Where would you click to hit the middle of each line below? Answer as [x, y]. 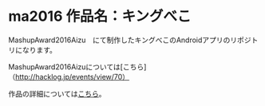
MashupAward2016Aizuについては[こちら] [77, 67]
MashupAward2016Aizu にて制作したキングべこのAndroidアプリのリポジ [130, 40]
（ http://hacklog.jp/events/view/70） [69, 77]
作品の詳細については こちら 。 [57, 93]
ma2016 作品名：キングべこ [100, 16]
